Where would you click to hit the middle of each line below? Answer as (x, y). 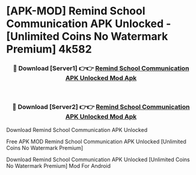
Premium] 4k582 (49, 49)
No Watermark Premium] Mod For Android (59, 165)
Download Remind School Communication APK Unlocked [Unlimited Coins (98, 159)
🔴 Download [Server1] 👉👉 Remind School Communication (101, 68)
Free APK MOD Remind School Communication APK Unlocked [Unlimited (96, 141)
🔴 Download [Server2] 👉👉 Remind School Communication (101, 107)
